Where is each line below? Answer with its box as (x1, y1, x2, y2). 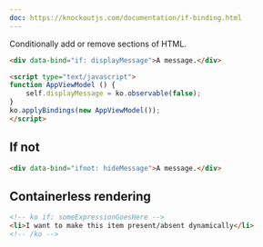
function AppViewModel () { (9, 81, 116, 90)
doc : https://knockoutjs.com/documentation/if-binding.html (9, 13, 243, 23)
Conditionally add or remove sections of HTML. (9, 38, 187, 49)
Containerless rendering (9, 188, 152, 204)
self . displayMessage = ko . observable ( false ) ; (25, 89, 202, 98)
